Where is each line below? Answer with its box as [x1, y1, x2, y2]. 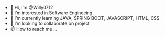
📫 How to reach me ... [10, 26, 57, 32]
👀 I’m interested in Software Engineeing [10, 10, 93, 16]
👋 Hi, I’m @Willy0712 [10, 5, 53, 10]
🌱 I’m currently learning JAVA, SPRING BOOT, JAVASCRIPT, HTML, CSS [10, 15, 160, 21]
